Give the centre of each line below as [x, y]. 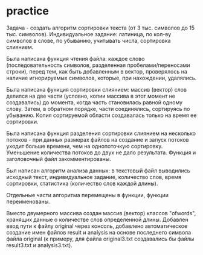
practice [28, 11]
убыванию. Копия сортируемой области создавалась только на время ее [101, 115]
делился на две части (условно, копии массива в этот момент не [91, 96]
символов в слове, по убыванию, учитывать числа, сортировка [89, 40]
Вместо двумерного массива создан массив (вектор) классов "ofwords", [101, 213]
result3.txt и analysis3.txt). [39, 245]
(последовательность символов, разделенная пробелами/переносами [98, 65]
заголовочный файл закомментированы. [59, 159]
